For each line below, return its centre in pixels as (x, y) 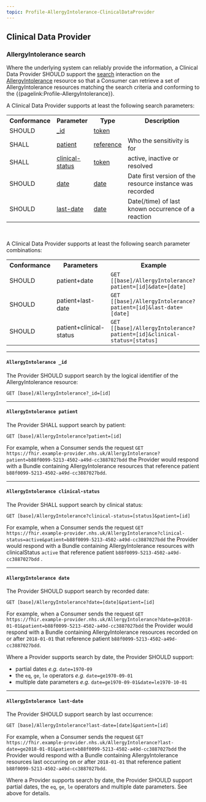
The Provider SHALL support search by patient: (66, 425)
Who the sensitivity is (158, 141)
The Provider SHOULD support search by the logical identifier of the (93, 376)
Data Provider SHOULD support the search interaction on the (83, 74)
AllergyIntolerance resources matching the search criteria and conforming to (103, 87)
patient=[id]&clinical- (145, 334)
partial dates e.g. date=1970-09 (54, 669)
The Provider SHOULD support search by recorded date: (78, 591)
